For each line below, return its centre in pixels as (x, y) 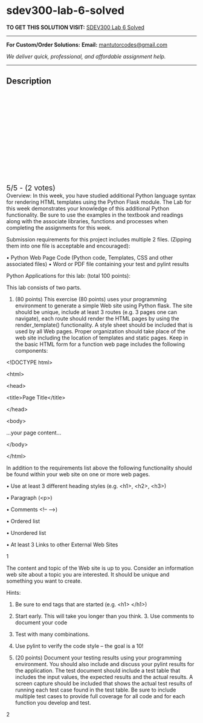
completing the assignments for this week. (59, 227)
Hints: (14, 592)
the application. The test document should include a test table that (97, 670)
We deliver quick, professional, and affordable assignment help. (86, 56)
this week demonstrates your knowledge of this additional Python (88, 208)
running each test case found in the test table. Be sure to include (95, 690)
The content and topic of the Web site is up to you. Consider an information (100, 568)
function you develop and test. (53, 702)
